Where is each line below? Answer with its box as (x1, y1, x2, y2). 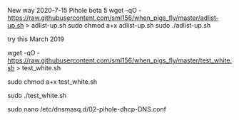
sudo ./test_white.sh (7, 92, 67, 99)
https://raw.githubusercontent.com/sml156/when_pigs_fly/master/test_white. (7, 56, 233, 65)
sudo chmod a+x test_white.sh (7, 77, 98, 86)
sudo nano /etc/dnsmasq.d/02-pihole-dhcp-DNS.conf (7, 105, 166, 113)
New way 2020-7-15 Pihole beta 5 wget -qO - (7, 6, 142, 14)
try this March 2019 (7, 35, 64, 43)
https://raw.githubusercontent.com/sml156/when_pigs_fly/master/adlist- (7, 13, 219, 22)
